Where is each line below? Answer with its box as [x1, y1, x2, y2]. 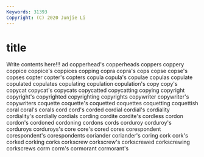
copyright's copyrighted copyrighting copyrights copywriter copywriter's [6, 93, 189, 100]
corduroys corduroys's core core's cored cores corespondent [6, 125, 161, 133]
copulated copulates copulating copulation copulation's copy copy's [6, 80, 178, 88]
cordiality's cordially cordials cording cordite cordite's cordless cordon [6, 113, 184, 120]
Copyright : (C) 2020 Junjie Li [6, 15, 86, 21]
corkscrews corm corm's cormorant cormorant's [6, 145, 129, 152]
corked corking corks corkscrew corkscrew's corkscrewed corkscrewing [6, 138, 191, 146]
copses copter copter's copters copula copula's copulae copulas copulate [6, 74, 193, 81]
